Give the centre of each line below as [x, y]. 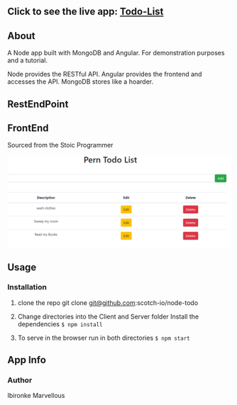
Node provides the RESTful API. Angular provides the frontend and [105, 74]
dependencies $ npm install [60, 324]
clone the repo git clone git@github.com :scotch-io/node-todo [108, 303]
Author [20, 380]
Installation [27, 287]
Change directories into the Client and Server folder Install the [108, 316]
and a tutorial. [28, 60]
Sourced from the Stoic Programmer [60, 145]
